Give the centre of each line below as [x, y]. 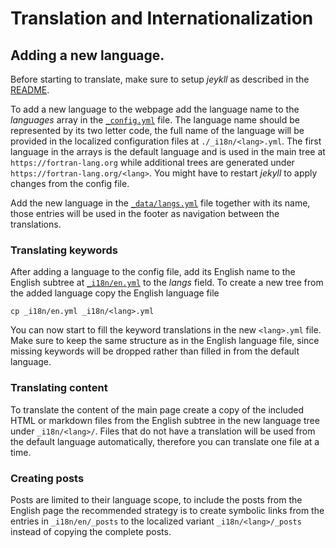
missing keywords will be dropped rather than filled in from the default [155, 351]
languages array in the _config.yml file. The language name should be [155, 120]
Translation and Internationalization [162, 18]
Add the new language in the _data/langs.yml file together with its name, [160, 203]
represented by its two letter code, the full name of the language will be [157, 130]
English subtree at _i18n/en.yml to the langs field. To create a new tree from [167, 283]
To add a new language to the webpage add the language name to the [155, 109]
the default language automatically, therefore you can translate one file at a [165, 441]
